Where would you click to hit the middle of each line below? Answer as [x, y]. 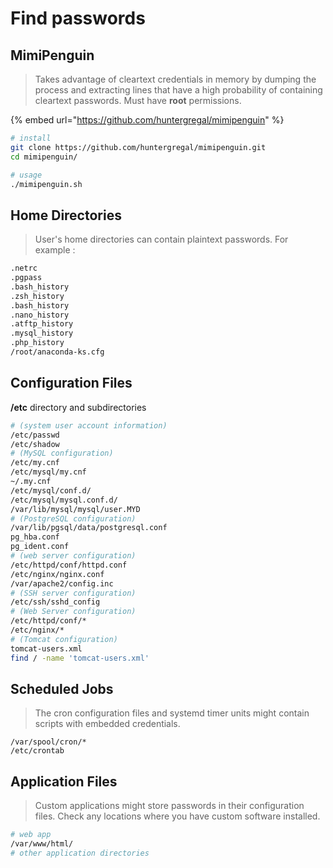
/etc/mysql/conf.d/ [51, 490]
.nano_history [40, 315]
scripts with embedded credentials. [107, 724]
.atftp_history [42, 324]
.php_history [37, 343]
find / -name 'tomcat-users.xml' [80, 658]
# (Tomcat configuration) [64, 639]
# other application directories [80, 853]
